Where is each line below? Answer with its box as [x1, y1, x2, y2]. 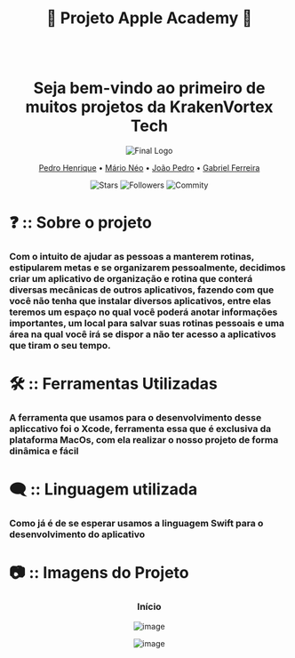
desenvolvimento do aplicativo [9, 528, 146, 541]
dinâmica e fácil [9, 445, 79, 457]
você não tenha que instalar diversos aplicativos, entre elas [9, 294, 272, 307]
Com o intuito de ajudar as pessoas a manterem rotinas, [9, 250, 255, 262]
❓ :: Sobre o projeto [9, 213, 153, 233]
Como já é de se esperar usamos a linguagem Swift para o [9, 518, 264, 530]
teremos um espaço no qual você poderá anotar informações [9, 306, 278, 318]
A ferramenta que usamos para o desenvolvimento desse [9, 412, 262, 424]
